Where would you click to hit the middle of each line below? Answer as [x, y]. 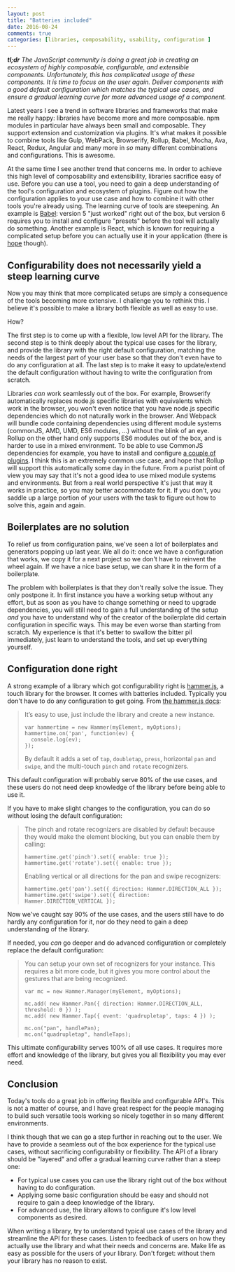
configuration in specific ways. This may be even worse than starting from [114, 624]
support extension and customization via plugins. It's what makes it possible [117, 133]
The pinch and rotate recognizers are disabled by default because [120, 829]
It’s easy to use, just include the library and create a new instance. [120, 714]
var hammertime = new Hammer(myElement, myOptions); [103, 727]
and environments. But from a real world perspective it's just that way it [110, 483]
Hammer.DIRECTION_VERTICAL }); [70, 901]
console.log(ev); [56, 739]
